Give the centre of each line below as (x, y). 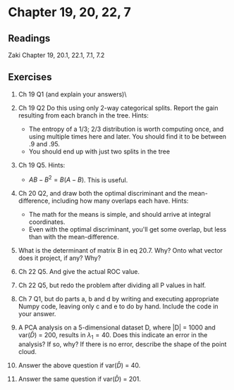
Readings (29, 38)
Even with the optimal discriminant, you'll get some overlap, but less (128, 229)
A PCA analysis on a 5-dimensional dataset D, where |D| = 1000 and (117, 327)
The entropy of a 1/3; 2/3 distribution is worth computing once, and (126, 129)
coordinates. (47, 222)
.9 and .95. (44, 144)
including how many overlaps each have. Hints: (120, 201)
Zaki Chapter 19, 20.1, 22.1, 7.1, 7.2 (56, 55)
